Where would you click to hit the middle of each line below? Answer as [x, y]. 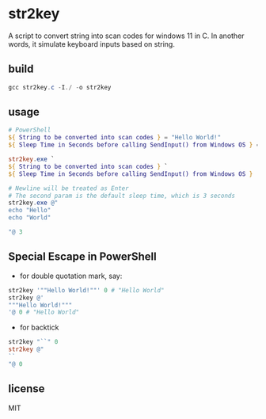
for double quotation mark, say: [71, 276]
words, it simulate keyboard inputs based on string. [92, 44]
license [27, 389]
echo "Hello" [30, 211]
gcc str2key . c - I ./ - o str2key [60, 87]
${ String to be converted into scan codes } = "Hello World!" [115, 138]
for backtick [39, 328]
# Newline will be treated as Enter [68, 188]
